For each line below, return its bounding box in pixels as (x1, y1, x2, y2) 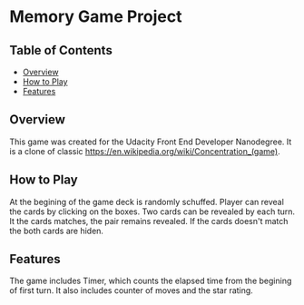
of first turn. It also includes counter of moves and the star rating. (9, 285, 254, 296)
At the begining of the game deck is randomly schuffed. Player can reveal (9, 196, 284, 207)
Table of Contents (9, 43, 113, 58)
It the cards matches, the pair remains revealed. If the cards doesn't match (9, 215, 289, 226)
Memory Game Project (9, 6, 182, 27)
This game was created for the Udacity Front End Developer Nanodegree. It (9, 136, 292, 147)
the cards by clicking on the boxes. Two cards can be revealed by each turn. (9, 206, 296, 217)
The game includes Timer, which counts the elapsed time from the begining (9, 275, 292, 287)
